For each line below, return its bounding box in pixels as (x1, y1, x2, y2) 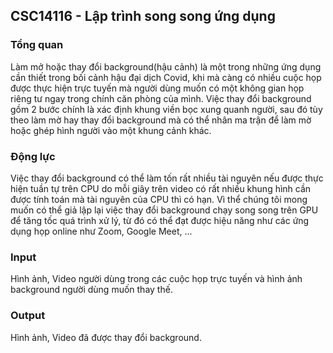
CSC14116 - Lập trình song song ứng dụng (10, 8, 276, 25)
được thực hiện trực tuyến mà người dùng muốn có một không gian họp (10, 82, 305, 94)
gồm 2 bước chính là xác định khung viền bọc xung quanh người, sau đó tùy (10, 103, 323, 115)
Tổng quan (10, 38, 64, 52)
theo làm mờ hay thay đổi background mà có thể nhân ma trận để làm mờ (10, 114, 312, 126)
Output (10, 309, 46, 323)
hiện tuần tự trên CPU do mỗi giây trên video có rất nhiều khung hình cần (10, 182, 312, 194)
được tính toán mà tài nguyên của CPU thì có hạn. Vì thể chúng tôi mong (10, 193, 308, 205)
